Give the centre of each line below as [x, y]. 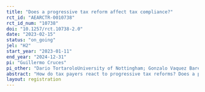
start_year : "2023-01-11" [39, 51]
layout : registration [34, 79]
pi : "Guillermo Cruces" [37, 62]
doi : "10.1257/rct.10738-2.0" [45, 29]
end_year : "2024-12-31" [37, 57]
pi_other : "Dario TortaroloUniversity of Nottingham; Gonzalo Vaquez [97, 68]
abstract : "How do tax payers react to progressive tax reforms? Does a [101, 74]
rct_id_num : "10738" [33, 23]
